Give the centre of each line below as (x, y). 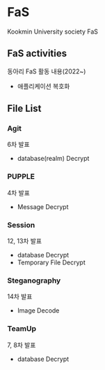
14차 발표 (20, 297)
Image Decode (38, 311)
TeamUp (22, 329)
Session (21, 225)
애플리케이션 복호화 (43, 86)
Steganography (34, 280)
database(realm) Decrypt (53, 159)
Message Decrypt (43, 206)
